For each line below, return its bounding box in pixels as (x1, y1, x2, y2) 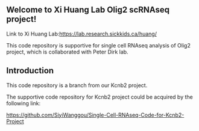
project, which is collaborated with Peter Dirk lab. (6, 48, 128, 55)
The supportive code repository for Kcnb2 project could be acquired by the (6, 93, 193, 100)
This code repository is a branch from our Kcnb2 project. (6, 81, 148, 89)
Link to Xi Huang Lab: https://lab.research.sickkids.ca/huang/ (6, 30, 157, 37)
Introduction (6, 65, 54, 76)
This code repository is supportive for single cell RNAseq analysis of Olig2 (6, 41, 191, 49)
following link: (6, 99, 41, 107)
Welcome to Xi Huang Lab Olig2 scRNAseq (6, 5, 170, 15)
